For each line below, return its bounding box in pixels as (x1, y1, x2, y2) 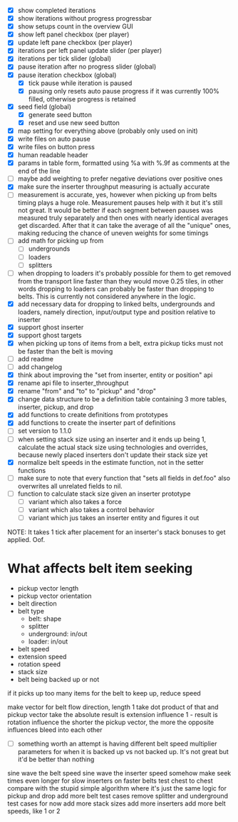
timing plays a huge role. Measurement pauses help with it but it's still (17, 199, 223, 207)
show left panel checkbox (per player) (17, 30, 130, 39)
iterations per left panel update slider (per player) (17, 46, 162, 55)
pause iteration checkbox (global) (17, 71, 117, 79)
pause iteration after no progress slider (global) (17, 62, 157, 71)
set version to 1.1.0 (17, 426, 72, 435)
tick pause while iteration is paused (28, 79, 133, 87)
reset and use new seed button (28, 118, 120, 127)
